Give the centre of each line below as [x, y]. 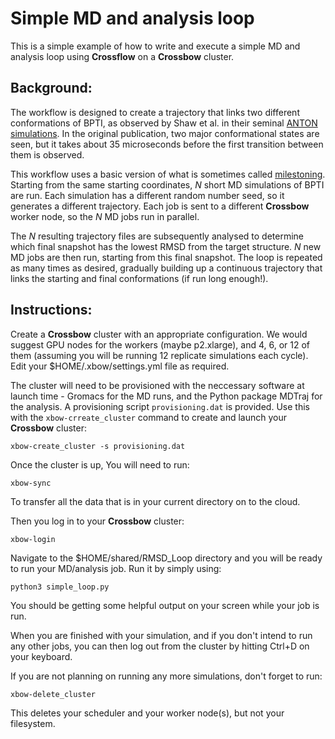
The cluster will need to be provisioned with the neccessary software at [157, 385]
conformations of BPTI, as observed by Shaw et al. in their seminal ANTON [164, 123]
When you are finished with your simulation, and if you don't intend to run [161, 635]
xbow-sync [31, 483]
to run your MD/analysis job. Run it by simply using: [116, 568]
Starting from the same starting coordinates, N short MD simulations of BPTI [167, 184]
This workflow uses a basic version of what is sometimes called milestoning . [168, 174]
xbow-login [33, 539]
